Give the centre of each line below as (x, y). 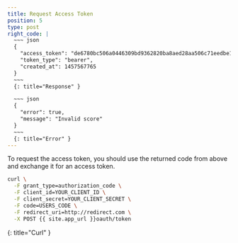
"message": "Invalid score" (61, 119)
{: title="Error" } (42, 139)
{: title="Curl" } (29, 232)
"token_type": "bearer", (57, 60)
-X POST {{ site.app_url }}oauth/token (73, 219)
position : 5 (25, 21)
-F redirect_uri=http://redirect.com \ (73, 212)
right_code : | (28, 34)
